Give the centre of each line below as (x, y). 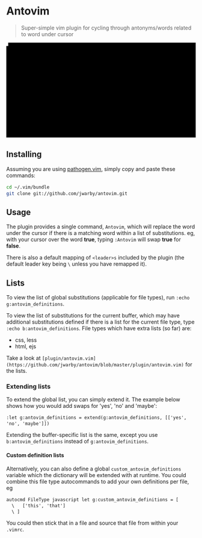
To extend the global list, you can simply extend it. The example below (93, 399)
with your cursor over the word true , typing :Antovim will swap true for (94, 240)
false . (14, 246)
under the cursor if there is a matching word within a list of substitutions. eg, (101, 233)
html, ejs (26, 346)
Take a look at (23, 358)
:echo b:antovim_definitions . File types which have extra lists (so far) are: (99, 328)
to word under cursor (47, 34)
